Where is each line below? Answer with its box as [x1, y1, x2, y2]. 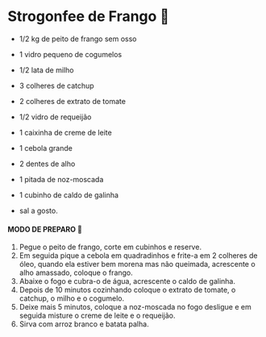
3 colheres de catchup [19, 81, 94, 90]
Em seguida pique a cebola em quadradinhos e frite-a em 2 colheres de [19, 251, 258, 260]
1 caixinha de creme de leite [19, 127, 112, 137]
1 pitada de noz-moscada [19, 174, 104, 184]
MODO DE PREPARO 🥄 [7, 224, 82, 234]
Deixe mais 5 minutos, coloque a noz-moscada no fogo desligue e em [19, 302, 251, 312]
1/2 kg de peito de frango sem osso [19, 34, 137, 44]
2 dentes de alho [19, 159, 76, 168]
